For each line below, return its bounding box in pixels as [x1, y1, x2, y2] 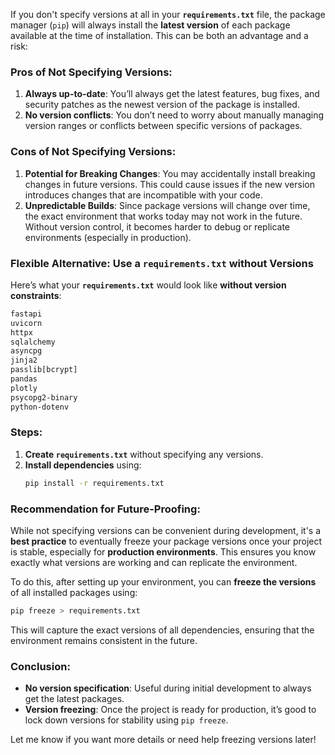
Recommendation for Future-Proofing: [10, 502, 201, 516]
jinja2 [10, 355, 38, 366]
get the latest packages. [24, 693, 125, 705]
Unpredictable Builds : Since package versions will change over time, [24, 199, 311, 211]
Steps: [10, 425, 43, 439]
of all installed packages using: [10, 586, 138, 598]
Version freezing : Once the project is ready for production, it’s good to [24, 704, 317, 716]
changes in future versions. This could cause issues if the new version [24, 178, 315, 190]
